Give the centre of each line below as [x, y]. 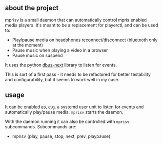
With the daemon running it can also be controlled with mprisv [67, 121]
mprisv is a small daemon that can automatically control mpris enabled [76, 20]
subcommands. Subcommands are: [41, 126]
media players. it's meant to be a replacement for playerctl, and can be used [82, 25]
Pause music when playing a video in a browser [60, 50]
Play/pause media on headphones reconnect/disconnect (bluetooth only [85, 40]
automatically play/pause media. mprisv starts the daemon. [64, 112]
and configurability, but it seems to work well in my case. [62, 79]
